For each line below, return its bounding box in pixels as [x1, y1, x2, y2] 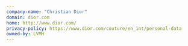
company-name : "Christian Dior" [6, 8, 87, 15]
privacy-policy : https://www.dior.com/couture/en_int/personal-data [6, 25, 182, 32]
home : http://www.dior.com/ [6, 20, 77, 26]
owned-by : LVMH [6, 31, 45, 37]
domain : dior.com [6, 14, 50, 20]
